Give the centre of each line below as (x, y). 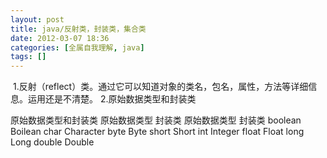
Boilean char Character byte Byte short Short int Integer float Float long (157, 132)
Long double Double (52, 142)
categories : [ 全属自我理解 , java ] (77, 47)
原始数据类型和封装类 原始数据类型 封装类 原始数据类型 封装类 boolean (156, 120)
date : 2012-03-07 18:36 (60, 38)
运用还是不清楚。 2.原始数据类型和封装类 (112, 99)
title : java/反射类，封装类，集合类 (78, 29)
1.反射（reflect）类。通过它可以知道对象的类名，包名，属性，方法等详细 (160, 87)
